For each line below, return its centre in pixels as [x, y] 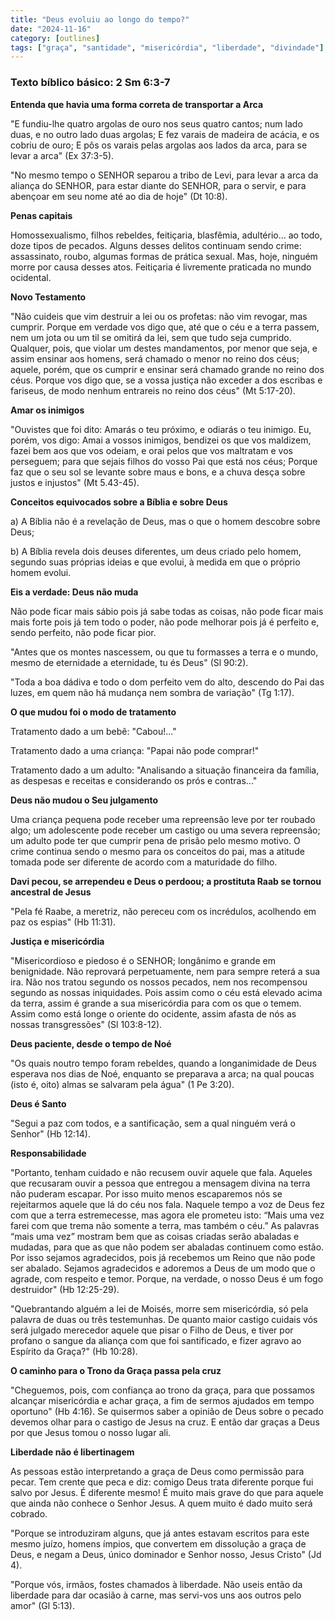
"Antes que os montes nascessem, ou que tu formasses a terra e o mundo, [164, 652]
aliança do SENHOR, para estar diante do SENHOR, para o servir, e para [158, 185]
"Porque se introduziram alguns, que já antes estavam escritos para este [160, 1533]
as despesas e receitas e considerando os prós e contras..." [134, 780]
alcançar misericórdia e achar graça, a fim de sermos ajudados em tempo [162, 1400]
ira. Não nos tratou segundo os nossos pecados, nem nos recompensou [159, 982]
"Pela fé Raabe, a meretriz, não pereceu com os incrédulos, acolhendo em [163, 911]
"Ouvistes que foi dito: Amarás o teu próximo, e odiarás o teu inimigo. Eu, [161, 429]
